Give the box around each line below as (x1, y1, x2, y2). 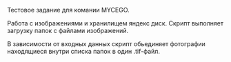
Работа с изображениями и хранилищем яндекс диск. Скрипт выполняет (7, 19, 224, 27)
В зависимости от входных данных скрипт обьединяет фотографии (7, 40, 205, 48)
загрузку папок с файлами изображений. (7, 27, 129, 34)
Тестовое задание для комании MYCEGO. (7, 6, 130, 14)
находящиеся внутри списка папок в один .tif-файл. (7, 48, 161, 55)
